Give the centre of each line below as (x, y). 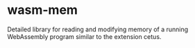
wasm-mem (43, 10)
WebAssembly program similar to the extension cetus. (84, 36)
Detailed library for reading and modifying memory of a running (98, 29)
